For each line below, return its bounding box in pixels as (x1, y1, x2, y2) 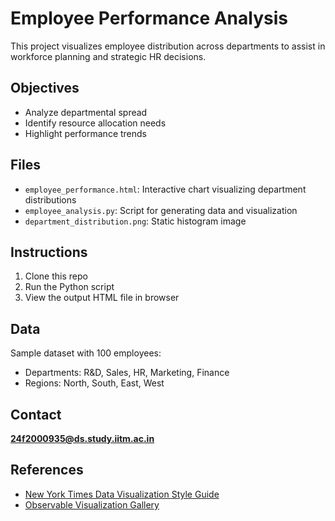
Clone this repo (24, 270, 88, 282)
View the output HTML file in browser (24, 292, 180, 304)
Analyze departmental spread (24, 106, 148, 118)
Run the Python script (24, 281, 115, 293)
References (10, 462, 84, 479)
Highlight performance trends (24, 127, 148, 139)
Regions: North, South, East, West (24, 377, 165, 389)
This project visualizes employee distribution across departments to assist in (10, 40, 326, 52)
